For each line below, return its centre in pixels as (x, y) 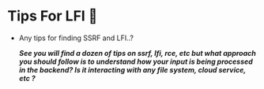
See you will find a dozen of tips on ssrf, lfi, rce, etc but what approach (137, 53)
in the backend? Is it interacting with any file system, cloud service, (132, 69)
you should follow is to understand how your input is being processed (136, 61)
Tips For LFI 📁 (53, 16)
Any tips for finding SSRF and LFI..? (76, 38)
